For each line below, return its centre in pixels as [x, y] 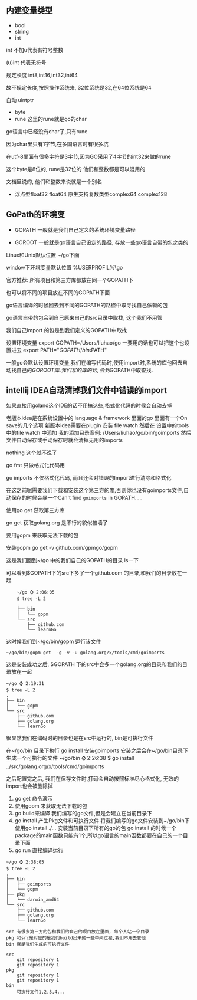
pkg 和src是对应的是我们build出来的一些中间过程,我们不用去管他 [76, 938]
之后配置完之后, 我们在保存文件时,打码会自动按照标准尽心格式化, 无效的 [92, 779]
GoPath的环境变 [35, 214]
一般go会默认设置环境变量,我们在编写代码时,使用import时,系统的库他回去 [94, 362]
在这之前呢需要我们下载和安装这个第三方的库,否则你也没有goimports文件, [95, 490]
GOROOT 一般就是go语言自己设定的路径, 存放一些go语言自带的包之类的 [101, 242]
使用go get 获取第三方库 [35, 510]
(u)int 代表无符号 [26, 62]
